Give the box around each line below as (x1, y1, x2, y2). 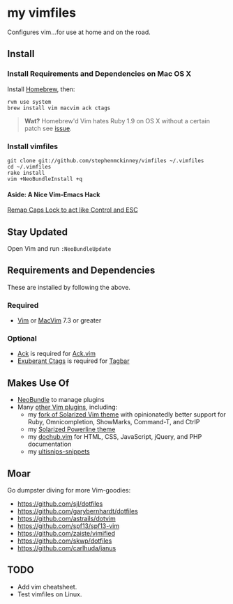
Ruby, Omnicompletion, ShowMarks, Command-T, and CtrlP (27, 418, 200, 426)
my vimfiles (7, 5, 77, 21)
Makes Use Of (7, 377, 70, 389)
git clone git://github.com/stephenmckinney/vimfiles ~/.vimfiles (7, 157, 204, 164)
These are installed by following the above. (7, 283, 131, 291)
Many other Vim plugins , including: (17, 403, 118, 412)
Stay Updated (7, 226, 68, 238)
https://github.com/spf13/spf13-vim (17, 521, 120, 530)
